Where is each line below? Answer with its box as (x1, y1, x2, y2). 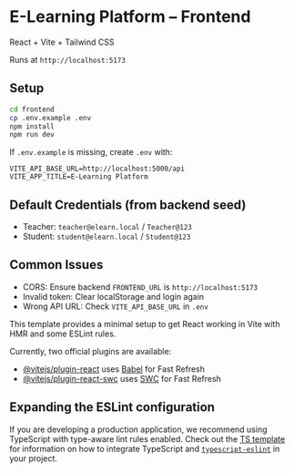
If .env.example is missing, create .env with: (9, 147, 173, 158)
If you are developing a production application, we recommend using (9, 424, 268, 435)
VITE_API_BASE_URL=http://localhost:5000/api (9, 164, 185, 174)
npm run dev (9, 130, 55, 139)
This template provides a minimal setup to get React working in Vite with (9, 318, 280, 329)
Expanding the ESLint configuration (9, 399, 216, 416)
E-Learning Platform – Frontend (9, 6, 251, 27)
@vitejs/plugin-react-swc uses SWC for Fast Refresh (22, 373, 221, 384)
